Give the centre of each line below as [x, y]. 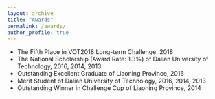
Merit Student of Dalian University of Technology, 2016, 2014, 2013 [111, 81]
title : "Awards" [30, 20]
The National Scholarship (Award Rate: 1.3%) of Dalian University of [113, 59]
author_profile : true [38, 32]
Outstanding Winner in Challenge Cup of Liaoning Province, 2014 [109, 88]
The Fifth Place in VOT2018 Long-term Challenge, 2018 [95, 52]
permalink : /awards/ [37, 26]
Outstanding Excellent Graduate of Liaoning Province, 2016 [100, 74]
